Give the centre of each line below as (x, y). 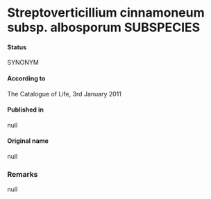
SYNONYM (23, 62)
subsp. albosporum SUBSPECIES (104, 27)
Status (17, 47)
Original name (28, 141)
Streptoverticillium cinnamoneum (106, 13)
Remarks (23, 174)
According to (26, 78)
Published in (25, 110)
